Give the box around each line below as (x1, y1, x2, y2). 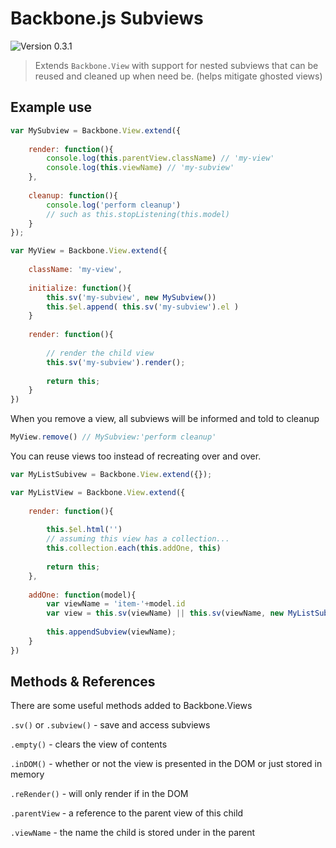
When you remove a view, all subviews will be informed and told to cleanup (10, 413, 320, 425)
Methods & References (10, 673, 156, 691)
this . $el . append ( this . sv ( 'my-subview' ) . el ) (46, 302, 240, 312)
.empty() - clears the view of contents (10, 738, 168, 751)
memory (10, 768, 45, 781)
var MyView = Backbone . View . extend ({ (10, 246, 168, 256)
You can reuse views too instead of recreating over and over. (10, 450, 262, 462)
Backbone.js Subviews (10, 7, 204, 30)
